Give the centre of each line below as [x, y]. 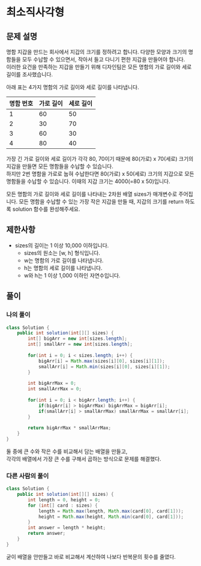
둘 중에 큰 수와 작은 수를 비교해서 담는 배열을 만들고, [67, 451]
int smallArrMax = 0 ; [55, 389]
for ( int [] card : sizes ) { [63, 505]
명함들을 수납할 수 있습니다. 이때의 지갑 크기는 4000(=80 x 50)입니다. [88, 181]
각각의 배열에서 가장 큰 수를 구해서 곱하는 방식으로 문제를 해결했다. [84, 459]
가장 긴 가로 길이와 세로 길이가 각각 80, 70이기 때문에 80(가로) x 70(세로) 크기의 [100, 159]
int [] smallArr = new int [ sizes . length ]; [80, 345]
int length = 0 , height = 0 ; [64, 500]
